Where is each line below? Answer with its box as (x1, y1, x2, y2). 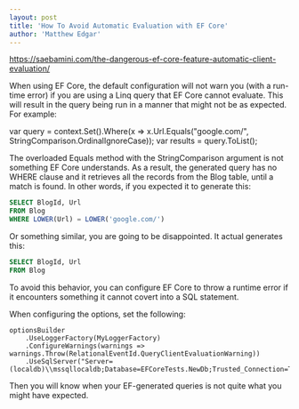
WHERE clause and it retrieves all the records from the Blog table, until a (9, 172, 274, 182)
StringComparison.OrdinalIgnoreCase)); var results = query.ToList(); (9, 135, 258, 147)
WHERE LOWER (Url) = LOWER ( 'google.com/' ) (9, 215, 166, 224)
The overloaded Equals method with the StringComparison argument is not (9, 153, 284, 164)
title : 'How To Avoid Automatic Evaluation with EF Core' (9, 21, 229, 30)
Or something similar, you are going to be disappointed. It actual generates (9, 231, 283, 241)
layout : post (9, 12, 58, 22)
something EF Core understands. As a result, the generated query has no (9, 162, 278, 173)
